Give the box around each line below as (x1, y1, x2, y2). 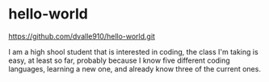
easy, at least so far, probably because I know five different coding (8, 55, 230, 65)
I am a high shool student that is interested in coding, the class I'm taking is (8, 47, 258, 56)
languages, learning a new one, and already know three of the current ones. (8, 64, 261, 73)
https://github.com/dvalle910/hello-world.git (8, 31, 156, 41)
